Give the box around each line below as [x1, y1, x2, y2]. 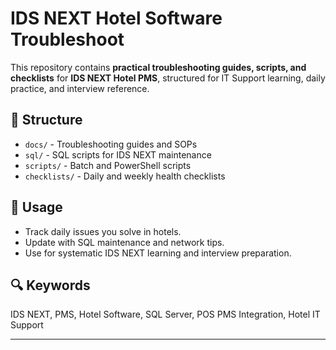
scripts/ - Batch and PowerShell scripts [24, 159, 192, 171]
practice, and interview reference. [10, 82, 150, 94]
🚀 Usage [10, 199, 63, 216]
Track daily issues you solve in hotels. [24, 225, 182, 237]
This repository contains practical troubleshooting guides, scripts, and [10, 61, 307, 73]
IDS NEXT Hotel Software [10, 7, 223, 30]
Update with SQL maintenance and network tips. [24, 236, 225, 248]
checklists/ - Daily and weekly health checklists [24, 170, 226, 182]
